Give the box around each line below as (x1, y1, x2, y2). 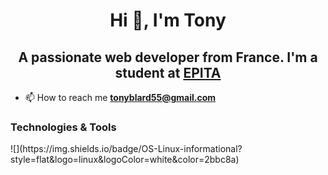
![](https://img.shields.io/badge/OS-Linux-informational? (10, 143, 243, 155)
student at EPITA (114, 64, 222, 81)
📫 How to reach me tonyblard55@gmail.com (24, 92, 217, 103)
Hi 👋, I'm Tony (109, 9, 227, 32)
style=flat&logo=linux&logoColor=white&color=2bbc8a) (10, 154, 240, 166)
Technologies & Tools (10, 120, 117, 134)
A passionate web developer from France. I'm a (18, 49, 318, 66)
